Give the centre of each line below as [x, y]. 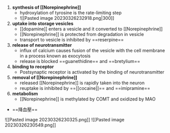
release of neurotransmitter [42, 45]
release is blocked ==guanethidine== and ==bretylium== [80, 61]
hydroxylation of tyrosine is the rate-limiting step [70, 13]
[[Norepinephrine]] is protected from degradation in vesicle [82, 34]
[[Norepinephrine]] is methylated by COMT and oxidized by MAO [88, 99]
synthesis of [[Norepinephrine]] [46, 7]
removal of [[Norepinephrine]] [45, 77]
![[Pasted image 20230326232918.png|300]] [67, 18]
